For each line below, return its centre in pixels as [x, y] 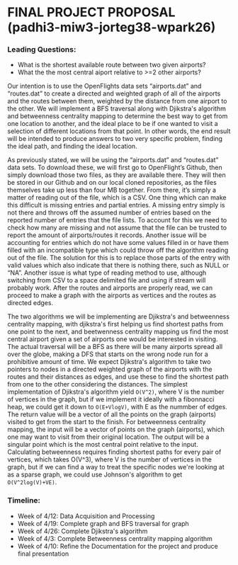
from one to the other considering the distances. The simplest [97, 384]
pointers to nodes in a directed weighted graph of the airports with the [110, 370]
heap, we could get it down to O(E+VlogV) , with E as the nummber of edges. [118, 407]
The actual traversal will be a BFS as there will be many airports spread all [115, 347]
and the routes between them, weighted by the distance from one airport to [117, 101]
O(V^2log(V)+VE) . [32, 482]
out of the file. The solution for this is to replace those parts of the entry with [119, 258]
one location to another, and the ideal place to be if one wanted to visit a [113, 124]
